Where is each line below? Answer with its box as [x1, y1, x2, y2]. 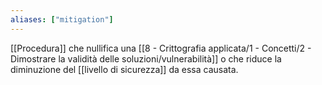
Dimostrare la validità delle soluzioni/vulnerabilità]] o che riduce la [10, 52, 282, 65]
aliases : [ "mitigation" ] [10, 14, 114, 25]
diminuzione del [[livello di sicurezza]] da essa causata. [10, 63, 239, 75]
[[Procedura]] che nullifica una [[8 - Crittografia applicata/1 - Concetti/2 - [10, 42, 312, 54]
